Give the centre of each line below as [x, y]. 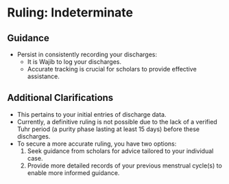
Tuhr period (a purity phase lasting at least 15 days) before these [108, 129]
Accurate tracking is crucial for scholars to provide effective [112, 69]
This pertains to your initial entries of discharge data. [92, 114]
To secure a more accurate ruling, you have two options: [97, 143]
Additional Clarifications [60, 98]
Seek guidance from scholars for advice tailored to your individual [120, 151]
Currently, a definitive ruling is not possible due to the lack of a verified [117, 122]
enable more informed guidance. [73, 172]
